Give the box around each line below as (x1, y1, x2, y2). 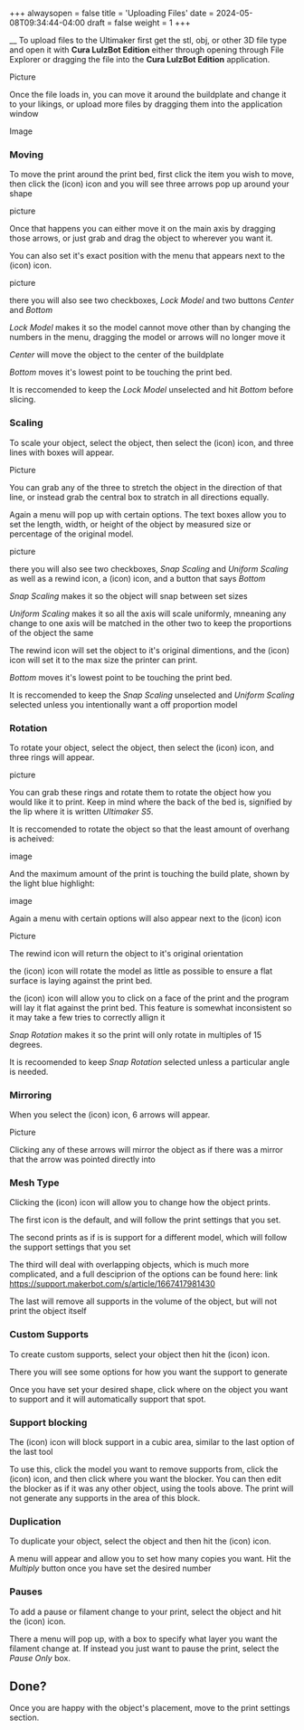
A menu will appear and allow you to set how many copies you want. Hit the (9, 1554, 291, 1564)
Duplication (9, 1516, 62, 1527)
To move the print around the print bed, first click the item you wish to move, (9, 169, 295, 180)
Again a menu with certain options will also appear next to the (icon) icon (9, 913, 282, 924)
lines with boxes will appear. (9, 447, 115, 458)
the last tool (9, 1447, 53, 1458)
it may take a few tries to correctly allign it (9, 1012, 166, 1022)
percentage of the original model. (9, 528, 134, 539)
